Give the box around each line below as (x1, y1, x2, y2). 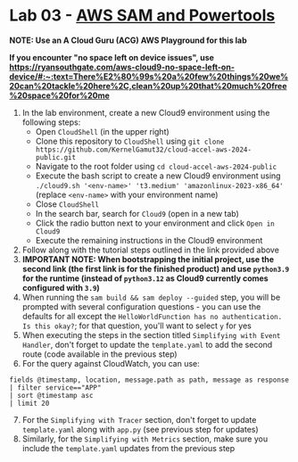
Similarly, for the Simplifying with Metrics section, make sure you (21, 433, 269, 444)
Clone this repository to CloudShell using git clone (35, 136, 225, 146)
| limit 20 (9, 399, 50, 408)
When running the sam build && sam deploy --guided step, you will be (21, 292, 281, 302)
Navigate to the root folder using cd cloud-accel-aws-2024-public (35, 161, 277, 171)
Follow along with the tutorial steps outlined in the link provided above (21, 244, 279, 255)
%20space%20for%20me (9, 90, 110, 101)
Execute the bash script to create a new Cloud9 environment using (35, 170, 281, 181)
